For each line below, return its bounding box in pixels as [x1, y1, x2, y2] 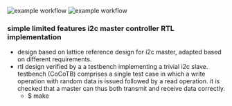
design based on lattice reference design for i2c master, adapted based [17, 48, 222, 56]
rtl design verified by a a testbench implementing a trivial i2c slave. [17, 63, 208, 71]
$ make [27, 92, 50, 100]
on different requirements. [17, 55, 92, 63]
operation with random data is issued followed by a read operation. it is [17, 77, 220, 85]
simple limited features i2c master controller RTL [7, 23, 175, 33]
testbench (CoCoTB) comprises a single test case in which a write [17, 70, 206, 78]
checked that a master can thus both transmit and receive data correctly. [17, 85, 225, 93]
